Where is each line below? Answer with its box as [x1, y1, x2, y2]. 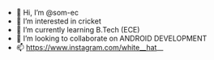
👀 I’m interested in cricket [15, 16, 101, 26]
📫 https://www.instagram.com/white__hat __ [15, 43, 164, 52]
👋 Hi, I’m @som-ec [15, 8, 79, 17]
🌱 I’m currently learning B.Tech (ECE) [15, 25, 140, 34]
